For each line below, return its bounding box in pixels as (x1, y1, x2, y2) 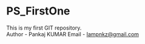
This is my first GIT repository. (6, 24, 82, 31)
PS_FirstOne (6, 4, 70, 18)
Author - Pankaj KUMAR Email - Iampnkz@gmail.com (6, 30, 140, 37)
